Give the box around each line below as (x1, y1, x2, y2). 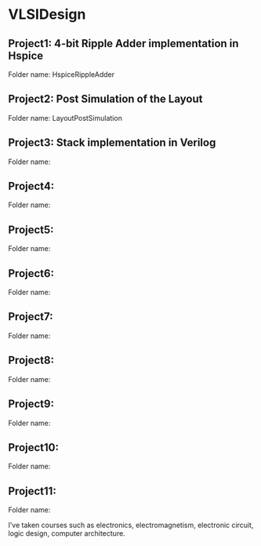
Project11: (8, 484, 56, 497)
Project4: (8, 180, 55, 193)
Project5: (8, 223, 54, 236)
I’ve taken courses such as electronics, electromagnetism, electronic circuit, (8, 520, 254, 530)
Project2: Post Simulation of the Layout (8, 93, 203, 106)
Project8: (8, 354, 55, 367)
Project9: (8, 398, 55, 411)
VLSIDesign (8, 5, 86, 24)
